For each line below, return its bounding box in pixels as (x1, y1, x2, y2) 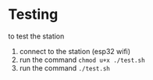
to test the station (8, 31, 65, 41)
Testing (8, 5, 59, 24)
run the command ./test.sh (19, 63, 111, 72)
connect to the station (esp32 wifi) (19, 46, 131, 56)
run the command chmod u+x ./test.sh (19, 55, 146, 64)
